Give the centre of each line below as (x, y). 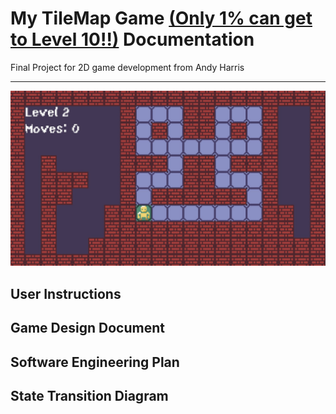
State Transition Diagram (89, 396)
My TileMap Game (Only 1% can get (161, 18)
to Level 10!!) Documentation (132, 39)
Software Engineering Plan (95, 362)
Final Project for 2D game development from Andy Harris (127, 67)
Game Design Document (87, 328)
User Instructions (66, 293)
